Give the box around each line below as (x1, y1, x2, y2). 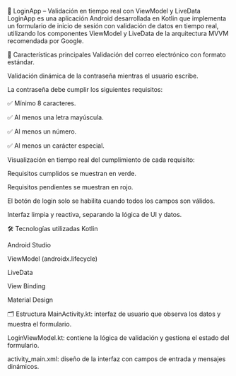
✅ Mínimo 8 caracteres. (7, 99, 76, 107)
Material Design (7, 295, 54, 304)
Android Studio (7, 241, 52, 249)
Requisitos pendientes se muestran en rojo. (7, 183, 134, 191)
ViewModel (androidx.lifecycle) (7, 254, 98, 263)
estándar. (7, 58, 35, 66)
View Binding (7, 282, 46, 290)
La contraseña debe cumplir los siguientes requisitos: (7, 86, 163, 93)
